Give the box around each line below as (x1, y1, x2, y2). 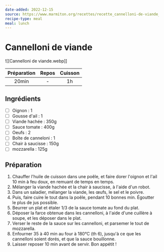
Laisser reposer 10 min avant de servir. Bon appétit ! (12, 241, 117, 247)
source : (5, 12, 21, 17)
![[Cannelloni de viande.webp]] (5, 58, 67, 64)
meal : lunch (5, 21, 29, 26)
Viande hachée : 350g (12, 118, 57, 125)
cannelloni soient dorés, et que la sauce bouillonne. (12, 236, 116, 242)
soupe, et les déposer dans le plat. (12, 215, 82, 221)
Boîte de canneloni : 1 (12, 135, 55, 141)
